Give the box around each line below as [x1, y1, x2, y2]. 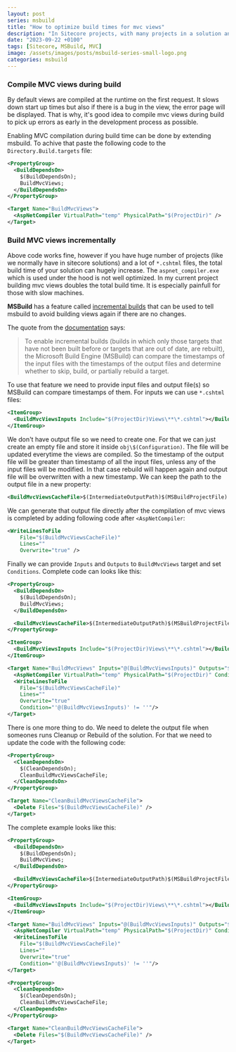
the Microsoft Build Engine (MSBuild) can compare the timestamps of [24, 352, 225, 361]
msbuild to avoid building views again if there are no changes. [7, 310, 187, 318]
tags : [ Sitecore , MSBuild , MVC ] [7, 43, 102, 50]
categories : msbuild [7, 56, 68, 63]
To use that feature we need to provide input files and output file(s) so [7, 381, 210, 389]
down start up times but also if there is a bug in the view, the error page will [7, 103, 225, 111]
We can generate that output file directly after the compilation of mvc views [7, 506, 226, 515]
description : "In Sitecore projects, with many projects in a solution [7, 30, 221, 37]
